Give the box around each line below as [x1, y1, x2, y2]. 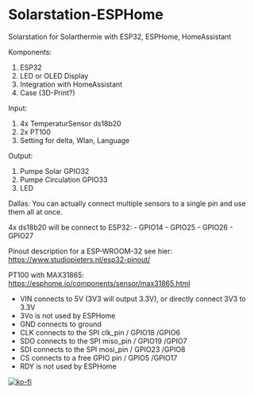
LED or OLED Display [19, 71, 89, 80]
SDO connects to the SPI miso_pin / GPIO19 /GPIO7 [19, 336, 188, 346]
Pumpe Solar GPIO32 [19, 166, 90, 176]
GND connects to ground [19, 319, 102, 329]
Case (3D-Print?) [19, 87, 75, 97]
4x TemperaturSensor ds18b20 [19, 118, 121, 128]
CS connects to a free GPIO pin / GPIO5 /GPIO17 [19, 353, 178, 362]
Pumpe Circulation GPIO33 [19, 175, 108, 184]
